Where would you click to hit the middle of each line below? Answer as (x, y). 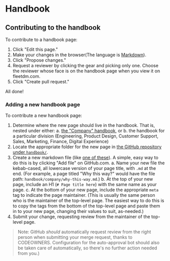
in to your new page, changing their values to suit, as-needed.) (78, 211)
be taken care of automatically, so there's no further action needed (87, 248)
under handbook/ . (30, 152)
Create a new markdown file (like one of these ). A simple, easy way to (85, 158)
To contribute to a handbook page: (41, 39)
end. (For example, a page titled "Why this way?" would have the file (84, 174)
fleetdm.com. (26, 76)
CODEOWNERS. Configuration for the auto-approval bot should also (89, 243)
